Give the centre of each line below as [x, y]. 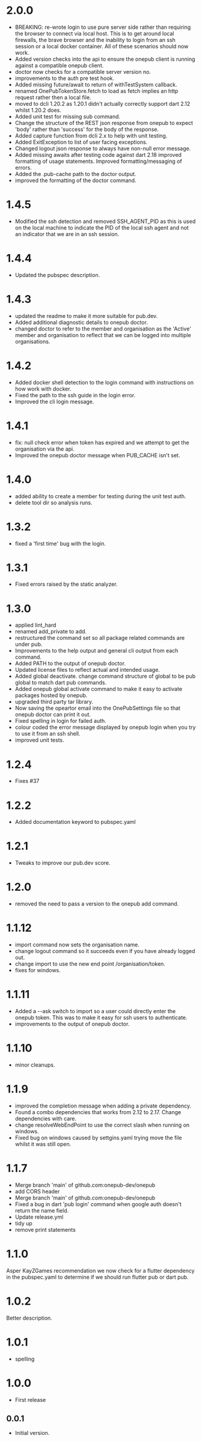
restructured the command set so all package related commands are [100, 638]
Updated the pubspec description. [57, 275]
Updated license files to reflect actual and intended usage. [87, 670]
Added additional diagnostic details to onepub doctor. [81, 322]
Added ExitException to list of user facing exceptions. [81, 142]
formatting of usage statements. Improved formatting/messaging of [98, 161]
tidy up [24, 1223]
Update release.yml [39, 1217]
